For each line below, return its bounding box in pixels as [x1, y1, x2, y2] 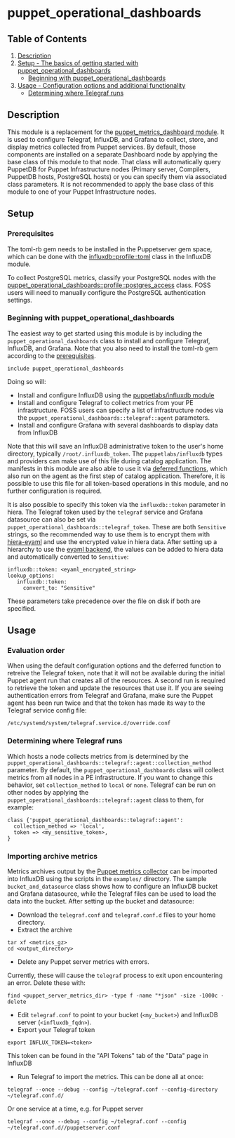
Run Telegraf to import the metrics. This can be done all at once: [17, 1073, 204, 1081]
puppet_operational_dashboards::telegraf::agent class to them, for [7, 795, 204, 804]
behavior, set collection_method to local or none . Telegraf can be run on [7, 781, 216, 789]
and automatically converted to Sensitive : [7, 553, 129, 561]
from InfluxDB [17, 428, 58, 437]
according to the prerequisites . [7, 351, 96, 359]
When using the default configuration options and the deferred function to [7, 661, 222, 670]
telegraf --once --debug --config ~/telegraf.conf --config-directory [7, 1086, 218, 1093]
